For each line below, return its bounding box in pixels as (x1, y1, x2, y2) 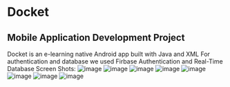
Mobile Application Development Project (7, 32, 185, 43)
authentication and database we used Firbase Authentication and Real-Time (7, 57, 223, 66)
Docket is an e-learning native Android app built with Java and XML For (7, 50, 211, 58)
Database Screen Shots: (7, 65, 76, 72)
